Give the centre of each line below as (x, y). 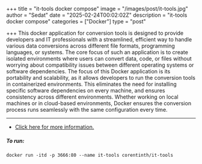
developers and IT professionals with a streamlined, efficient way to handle (99, 39)
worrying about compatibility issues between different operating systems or (100, 65)
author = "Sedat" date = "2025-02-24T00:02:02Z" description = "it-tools (97, 15)
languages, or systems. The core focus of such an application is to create (97, 52)
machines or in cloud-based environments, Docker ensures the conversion (99, 103)
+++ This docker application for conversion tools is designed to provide (95, 33)
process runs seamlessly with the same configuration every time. (87, 110)
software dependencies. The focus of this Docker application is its (88, 71)
